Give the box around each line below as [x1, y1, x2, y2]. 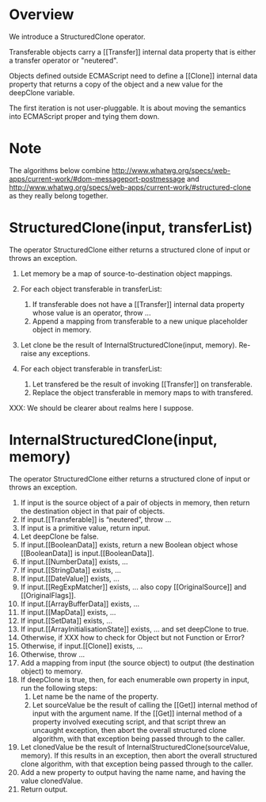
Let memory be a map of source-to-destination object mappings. [20, 268, 233, 278]
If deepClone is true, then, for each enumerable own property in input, [20, 674, 250, 684]
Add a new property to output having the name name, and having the [20, 767, 246, 777]
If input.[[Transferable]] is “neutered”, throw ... [20, 514, 172, 524]
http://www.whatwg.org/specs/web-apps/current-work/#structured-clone [9, 182, 252, 192]
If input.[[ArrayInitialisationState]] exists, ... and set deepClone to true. [20, 624, 249, 634]
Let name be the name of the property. [32, 692, 159, 701]
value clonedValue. [20, 776, 83, 785]
